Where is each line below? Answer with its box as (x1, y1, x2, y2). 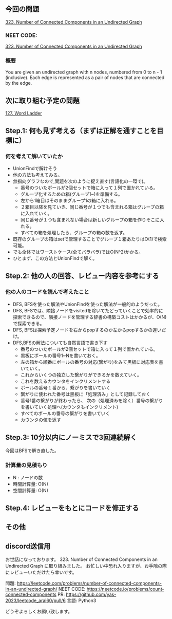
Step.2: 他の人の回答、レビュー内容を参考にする (5, 272, 159, 280)
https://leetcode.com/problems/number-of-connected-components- (16, 580, 162, 587)
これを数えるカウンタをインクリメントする (20, 378, 111, 384)
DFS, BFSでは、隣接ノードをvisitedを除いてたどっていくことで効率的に (12, 307, 163, 313)
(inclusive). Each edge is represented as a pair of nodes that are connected (5, 74, 165, 81)
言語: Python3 (66, 597, 97, 604)
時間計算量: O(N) (12, 481, 49, 487)
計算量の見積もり (5, 462, 48, 469)
